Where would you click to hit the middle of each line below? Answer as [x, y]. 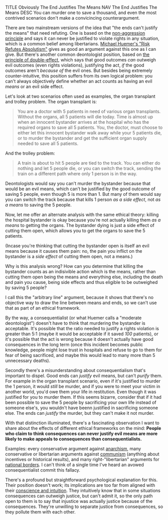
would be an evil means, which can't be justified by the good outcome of [80, 189]
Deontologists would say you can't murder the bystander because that [78, 183]
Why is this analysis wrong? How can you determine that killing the [74, 266]
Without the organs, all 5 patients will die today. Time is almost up [85, 117]
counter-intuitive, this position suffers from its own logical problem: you [79, 76]
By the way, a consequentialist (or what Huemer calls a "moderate [73, 318]
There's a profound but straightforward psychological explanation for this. [81, 480]
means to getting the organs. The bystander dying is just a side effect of [80, 225]
